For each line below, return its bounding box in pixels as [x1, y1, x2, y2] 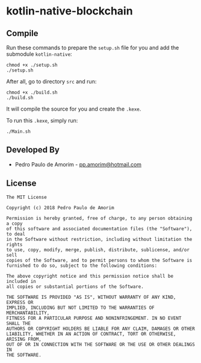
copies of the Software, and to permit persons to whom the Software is [6, 257, 193, 263]
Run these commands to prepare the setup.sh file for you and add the [6, 44, 179, 51]
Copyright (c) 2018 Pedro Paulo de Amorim [6, 204, 114, 211]
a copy [6, 221, 23, 227]
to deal [6, 231, 26, 237]
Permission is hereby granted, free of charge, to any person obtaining [6, 215, 193, 221]
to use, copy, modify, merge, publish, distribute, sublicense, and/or [6, 246, 190, 253]
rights [6, 242, 23, 248]
